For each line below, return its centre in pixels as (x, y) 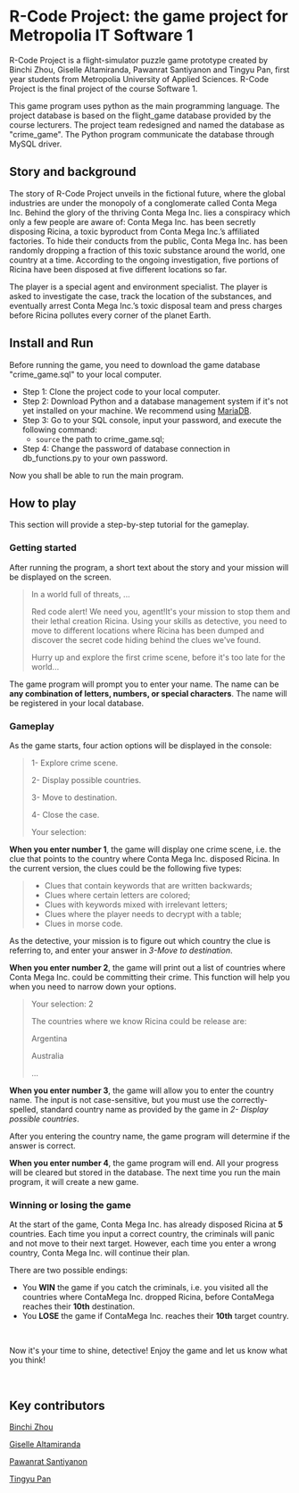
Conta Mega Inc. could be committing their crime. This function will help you (149, 977)
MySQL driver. (36, 144)
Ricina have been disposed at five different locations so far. (118, 269)
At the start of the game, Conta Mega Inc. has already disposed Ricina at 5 (146, 1224)
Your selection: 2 (62, 1004)
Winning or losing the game (70, 1205)
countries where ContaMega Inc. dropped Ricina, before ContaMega (148, 1297)
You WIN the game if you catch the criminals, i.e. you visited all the (145, 1288)
